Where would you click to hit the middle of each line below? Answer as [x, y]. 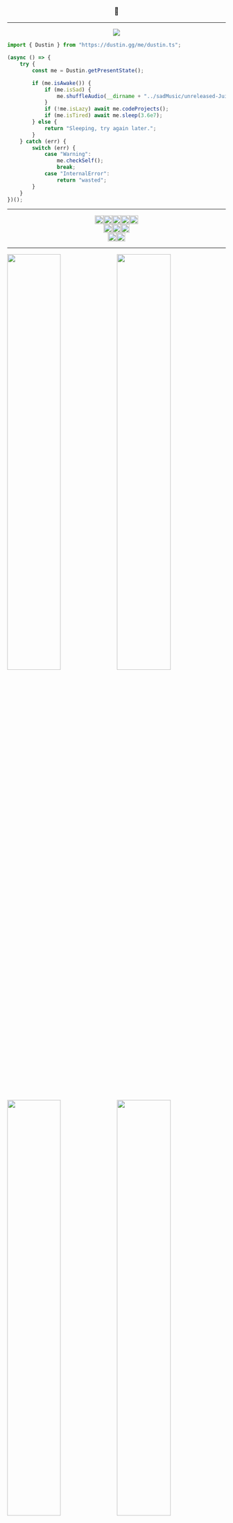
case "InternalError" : [77, 174]
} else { [45, 122]
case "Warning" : [68, 154]
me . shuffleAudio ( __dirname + [98, 96]
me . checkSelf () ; [80, 161]
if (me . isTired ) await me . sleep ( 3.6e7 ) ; [103, 115]
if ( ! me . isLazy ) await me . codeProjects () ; [106, 109]
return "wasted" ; [82, 180]
